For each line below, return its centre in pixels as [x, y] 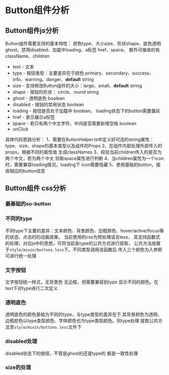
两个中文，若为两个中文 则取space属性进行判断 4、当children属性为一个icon [84, 158]
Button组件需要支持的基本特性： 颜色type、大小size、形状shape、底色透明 [83, 44]
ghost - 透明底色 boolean [39, 98]
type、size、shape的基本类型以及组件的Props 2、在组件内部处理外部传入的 [84, 146]
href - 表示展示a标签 [34, 117]
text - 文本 [23, 67]
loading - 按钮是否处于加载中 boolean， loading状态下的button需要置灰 [86, 111]
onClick [20, 129]
